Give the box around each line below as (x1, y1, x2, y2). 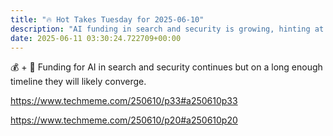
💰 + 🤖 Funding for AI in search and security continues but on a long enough (10, 61, 323, 73)
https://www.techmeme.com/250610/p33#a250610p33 (10, 95, 238, 107)
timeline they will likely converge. (10, 76, 147, 88)
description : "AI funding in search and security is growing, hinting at (10, 24, 325, 34)
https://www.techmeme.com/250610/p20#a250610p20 (10, 114, 238, 126)
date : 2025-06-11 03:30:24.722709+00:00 (10, 33, 182, 43)
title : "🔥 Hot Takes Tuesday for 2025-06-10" (10, 14, 205, 25)
